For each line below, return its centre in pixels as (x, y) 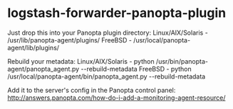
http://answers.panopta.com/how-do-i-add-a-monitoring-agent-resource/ (116, 98)
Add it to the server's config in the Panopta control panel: (92, 90)
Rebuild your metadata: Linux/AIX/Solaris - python (81, 61)
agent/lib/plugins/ (33, 47)
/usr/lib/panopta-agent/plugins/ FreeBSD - (69, 40)
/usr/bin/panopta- (182, 61)
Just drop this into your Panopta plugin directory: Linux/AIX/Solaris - (108, 33)
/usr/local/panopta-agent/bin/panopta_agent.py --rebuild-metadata (107, 76)
